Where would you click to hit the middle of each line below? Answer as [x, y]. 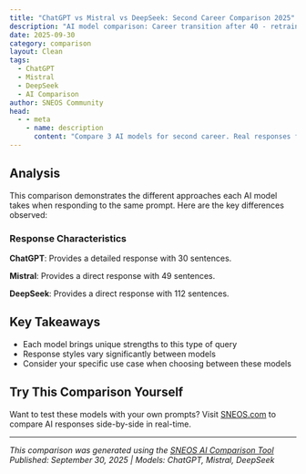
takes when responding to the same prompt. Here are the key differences [147, 205]
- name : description [65, 129]
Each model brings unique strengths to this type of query [130, 344]
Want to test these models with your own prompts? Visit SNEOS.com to [143, 414]
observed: [29, 214]
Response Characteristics [68, 238]
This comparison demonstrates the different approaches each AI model [143, 195]
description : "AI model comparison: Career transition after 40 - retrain [154, 26]
